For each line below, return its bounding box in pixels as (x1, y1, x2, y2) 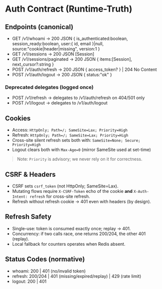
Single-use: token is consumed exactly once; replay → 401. (12, 225, 131, 231)
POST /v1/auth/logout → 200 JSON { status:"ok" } (12, 72, 112, 77)
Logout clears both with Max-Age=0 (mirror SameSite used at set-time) (12, 147, 151, 153)
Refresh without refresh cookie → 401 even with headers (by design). (12, 198, 151, 204)
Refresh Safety (5, 213, 52, 221)
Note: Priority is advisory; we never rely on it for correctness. (17, 156, 143, 162)
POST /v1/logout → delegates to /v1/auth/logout (12, 100, 108, 106)
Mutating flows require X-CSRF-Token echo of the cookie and (12, 188, 133, 194)
